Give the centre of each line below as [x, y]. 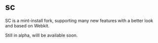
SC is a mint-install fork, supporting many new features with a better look [79, 21]
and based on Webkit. [27, 25]
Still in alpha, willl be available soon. [41, 35]
